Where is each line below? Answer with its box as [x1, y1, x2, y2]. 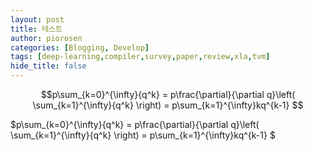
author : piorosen [10, 33, 83, 43]
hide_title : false [10, 61, 87, 71]
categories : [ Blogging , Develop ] [10, 42, 150, 53]
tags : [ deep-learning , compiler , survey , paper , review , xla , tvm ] [10, 52, 271, 62]
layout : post [10, 14, 65, 25]
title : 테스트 [10, 24, 63, 34]
